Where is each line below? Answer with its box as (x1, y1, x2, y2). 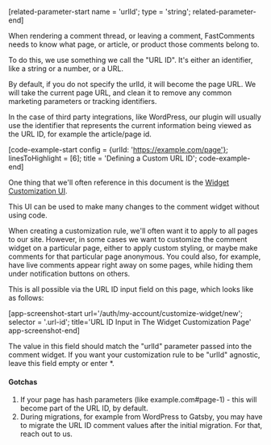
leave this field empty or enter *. (8, 359, 115, 368)
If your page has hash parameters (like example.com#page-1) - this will (19, 395, 257, 405)
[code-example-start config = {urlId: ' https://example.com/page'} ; (8, 145, 228, 154)
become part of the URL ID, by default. (19, 403, 148, 414)
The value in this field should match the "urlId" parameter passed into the (8, 342, 252, 351)
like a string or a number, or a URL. (8, 64, 123, 73)
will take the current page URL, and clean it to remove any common (8, 88, 232, 98)
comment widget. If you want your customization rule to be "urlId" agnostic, (8, 350, 261, 360)
